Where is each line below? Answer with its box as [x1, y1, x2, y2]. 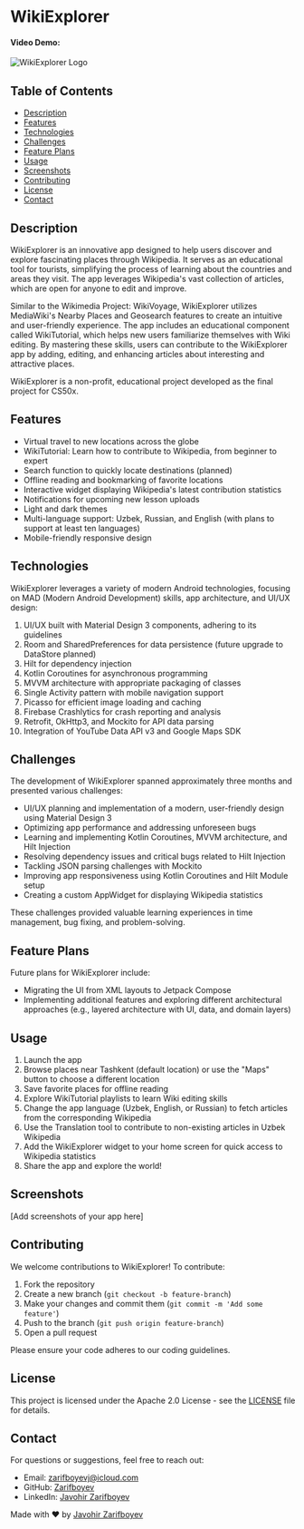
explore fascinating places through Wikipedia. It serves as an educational [10, 254, 283, 265]
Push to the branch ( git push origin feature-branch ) [23, 1317, 224, 1328]
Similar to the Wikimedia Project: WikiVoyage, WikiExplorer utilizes [10, 301, 258, 312]
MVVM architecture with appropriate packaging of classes [23, 677, 242, 688]
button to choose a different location [23, 1074, 160, 1085]
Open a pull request [23, 1327, 98, 1338]
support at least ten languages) [23, 522, 141, 533]
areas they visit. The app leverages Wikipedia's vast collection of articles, [10, 274, 284, 285]
